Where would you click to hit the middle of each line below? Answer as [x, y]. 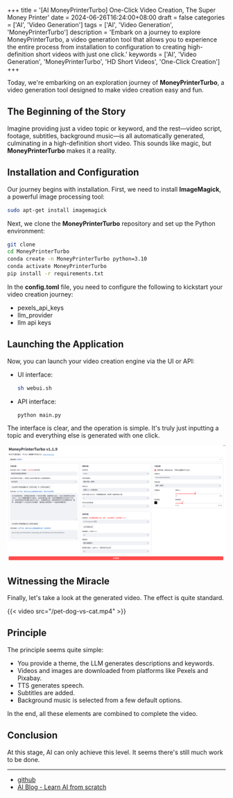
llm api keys [34, 322]
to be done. [24, 759]
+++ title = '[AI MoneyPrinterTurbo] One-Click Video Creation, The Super [112, 10]
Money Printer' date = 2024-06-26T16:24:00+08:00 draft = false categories [116, 17]
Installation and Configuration [73, 173]
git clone [21, 244]
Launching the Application [66, 344]
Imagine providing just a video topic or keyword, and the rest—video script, [114, 128]
